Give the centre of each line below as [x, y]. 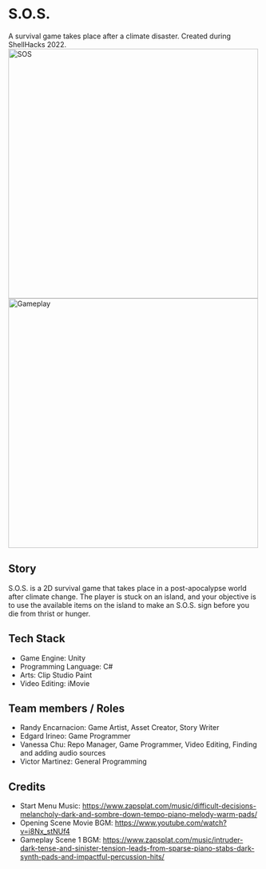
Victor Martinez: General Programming [83, 762]
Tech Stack [37, 639]
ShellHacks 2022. [37, 44]
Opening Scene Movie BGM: [66, 823]
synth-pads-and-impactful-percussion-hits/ [92, 857]
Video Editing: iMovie [55, 683]
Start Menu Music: [50, 806]
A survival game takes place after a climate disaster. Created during [120, 36]
